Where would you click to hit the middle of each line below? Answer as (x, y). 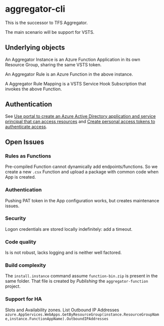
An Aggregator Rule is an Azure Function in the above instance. (69, 74)
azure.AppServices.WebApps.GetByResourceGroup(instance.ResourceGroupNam (82, 314)
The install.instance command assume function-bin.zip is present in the (82, 276)
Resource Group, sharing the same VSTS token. (53, 64)
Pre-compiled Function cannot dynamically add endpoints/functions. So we (82, 167)
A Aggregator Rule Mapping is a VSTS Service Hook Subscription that (76, 83)
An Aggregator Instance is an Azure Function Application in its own (73, 59)
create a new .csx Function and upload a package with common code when (82, 172)
